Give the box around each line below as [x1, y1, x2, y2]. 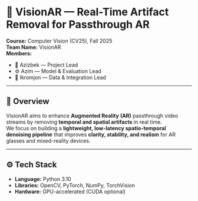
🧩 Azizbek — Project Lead [14, 61, 78, 68]
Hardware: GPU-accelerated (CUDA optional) [14, 188, 126, 195]
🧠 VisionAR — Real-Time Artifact [6, 5, 169, 19]
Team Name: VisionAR [6, 44, 61, 51]
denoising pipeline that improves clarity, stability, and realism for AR [6, 131, 176, 138]
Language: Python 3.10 [14, 175, 72, 182]
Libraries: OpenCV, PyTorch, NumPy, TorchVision [14, 182, 136, 189]
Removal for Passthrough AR [6, 18, 150, 31]
